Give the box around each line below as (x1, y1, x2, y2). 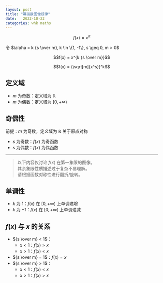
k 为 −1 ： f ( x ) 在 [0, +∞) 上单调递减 (12, 207, 81, 213)
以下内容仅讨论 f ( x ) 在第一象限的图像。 (17, 159, 95, 165)
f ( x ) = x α (73, 34, 91, 40)
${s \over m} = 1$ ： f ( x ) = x (12, 254, 67, 260)
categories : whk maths (5, 20, 51, 26)
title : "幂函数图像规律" (5, 12, 50, 16)
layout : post (5, 7, 32, 12)
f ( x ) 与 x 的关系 (5, 222, 50, 231)
